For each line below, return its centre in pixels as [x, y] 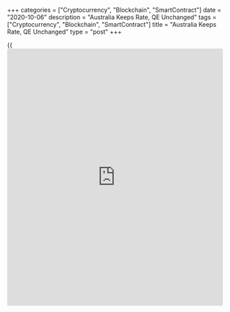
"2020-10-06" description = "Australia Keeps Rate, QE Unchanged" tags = [112, 17]
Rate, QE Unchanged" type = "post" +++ [64, 32]
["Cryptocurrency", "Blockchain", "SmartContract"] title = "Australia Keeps [112, 24]
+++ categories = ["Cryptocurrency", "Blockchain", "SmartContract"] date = [114, 10]
